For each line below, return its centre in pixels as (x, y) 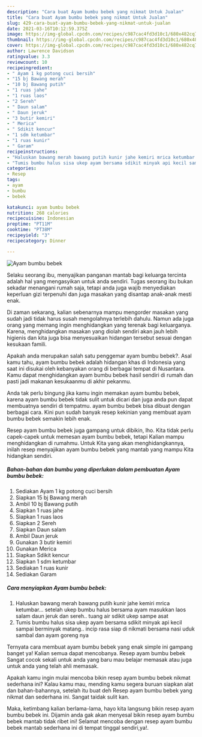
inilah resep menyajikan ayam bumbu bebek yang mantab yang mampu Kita (100, 449)
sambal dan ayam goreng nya (52, 635)
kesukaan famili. (27, 344)
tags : (13, 180)
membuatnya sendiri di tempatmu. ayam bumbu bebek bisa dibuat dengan (99, 406)
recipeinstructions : (33, 152)
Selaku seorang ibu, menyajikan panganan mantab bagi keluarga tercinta (97, 275)
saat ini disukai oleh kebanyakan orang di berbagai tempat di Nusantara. (96, 368)
